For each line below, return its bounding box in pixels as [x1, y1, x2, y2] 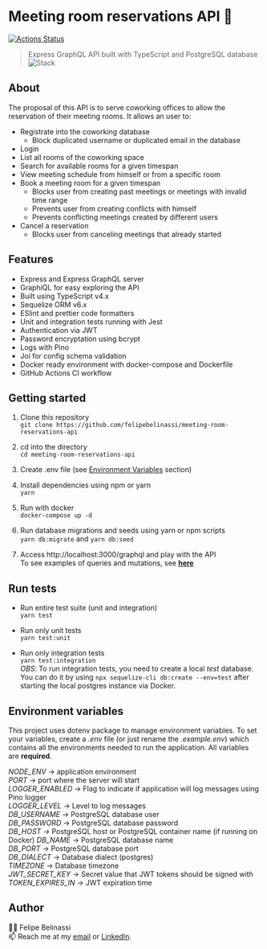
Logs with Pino [19, 342, 70, 352]
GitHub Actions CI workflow [19, 368, 112, 377]
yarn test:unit [19, 635, 71, 643]
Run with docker [19, 503, 75, 513]
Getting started [8, 391, 87, 405]
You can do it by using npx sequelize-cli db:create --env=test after [19, 672, 250, 682]
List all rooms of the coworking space [19, 152, 144, 162]
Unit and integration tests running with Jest [19, 317, 163, 327]
